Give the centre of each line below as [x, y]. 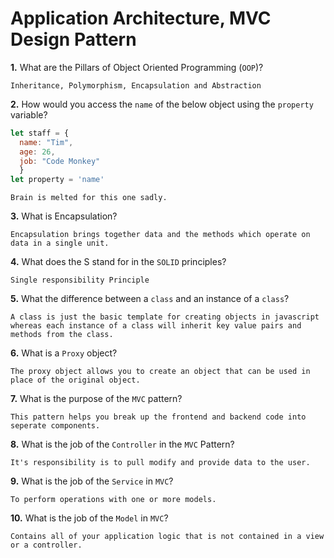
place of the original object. [75, 380]
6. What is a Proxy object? [64, 353]
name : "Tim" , [46, 142]
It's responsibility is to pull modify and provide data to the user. [160, 463]
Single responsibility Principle [80, 280]
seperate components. [55, 426]
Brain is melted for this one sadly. [89, 198]
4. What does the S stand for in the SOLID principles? [118, 262]
